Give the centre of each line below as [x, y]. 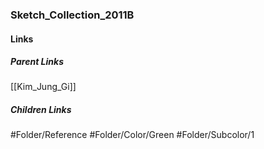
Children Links [41, 110]
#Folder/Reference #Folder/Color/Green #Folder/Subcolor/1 [132, 135]
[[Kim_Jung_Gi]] [43, 87]
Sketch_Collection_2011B [72, 15]
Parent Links [37, 62]
